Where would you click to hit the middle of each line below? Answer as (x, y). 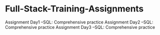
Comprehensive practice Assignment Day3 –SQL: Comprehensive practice (80, 27)
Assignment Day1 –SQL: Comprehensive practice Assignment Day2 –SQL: (79, 22)
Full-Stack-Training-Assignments (74, 9)
